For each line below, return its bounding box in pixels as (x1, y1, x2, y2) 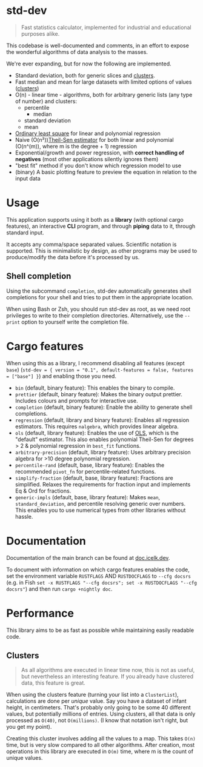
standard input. (6, 228, 44, 236)
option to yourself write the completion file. (21, 318, 129, 325)
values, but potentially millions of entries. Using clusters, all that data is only (6, 710, 196, 718)
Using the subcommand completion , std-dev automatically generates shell (6, 287, 192, 294)
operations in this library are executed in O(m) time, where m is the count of (6, 748, 194, 755)
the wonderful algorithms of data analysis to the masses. (6, 48, 148, 55)
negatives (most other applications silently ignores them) (15, 155, 159, 162)
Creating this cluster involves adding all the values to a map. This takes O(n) (6, 735, 196, 742)
